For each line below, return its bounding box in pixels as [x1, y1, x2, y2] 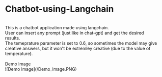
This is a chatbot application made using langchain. [5, 24, 109, 30]
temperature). [5, 50, 33, 57]
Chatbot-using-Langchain [5, 3, 114, 15]
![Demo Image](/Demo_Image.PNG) [5, 66, 77, 72]
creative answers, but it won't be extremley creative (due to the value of [5, 45, 151, 51]
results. [5, 35, 21, 41]
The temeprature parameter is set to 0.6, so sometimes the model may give [5, 40, 157, 46]
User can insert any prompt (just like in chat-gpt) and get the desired [5, 30, 144, 36]
